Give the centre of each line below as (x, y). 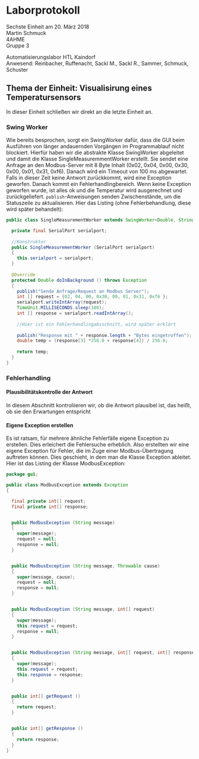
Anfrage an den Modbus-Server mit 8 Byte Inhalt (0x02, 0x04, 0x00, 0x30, (97, 165)
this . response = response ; (50, 675)
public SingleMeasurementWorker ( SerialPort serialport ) (83, 247)
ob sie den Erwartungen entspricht (48, 411)
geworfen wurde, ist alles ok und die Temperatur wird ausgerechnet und (94, 191)
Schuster (17, 69)
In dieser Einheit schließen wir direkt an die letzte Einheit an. (79, 112)
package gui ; (22, 474)
